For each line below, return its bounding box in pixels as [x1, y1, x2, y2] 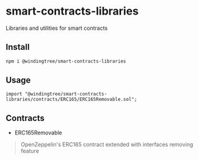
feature [20, 147, 39, 155]
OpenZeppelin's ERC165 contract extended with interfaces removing [20, 141, 194, 148]
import [5, 91, 23, 97]
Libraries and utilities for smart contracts [5, 24, 108, 32]
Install [5, 42, 30, 52]
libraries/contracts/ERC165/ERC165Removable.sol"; [5, 96, 137, 103]
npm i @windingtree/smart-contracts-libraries [5, 58, 126, 64]
